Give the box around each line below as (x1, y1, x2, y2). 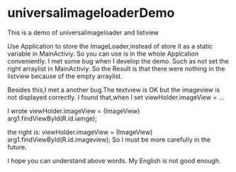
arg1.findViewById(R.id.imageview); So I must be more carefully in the (7, 135, 211, 144)
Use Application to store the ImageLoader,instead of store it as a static (7, 42, 213, 50)
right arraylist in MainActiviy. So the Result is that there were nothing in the (7, 64, 225, 73)
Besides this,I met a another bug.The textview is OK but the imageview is (7, 85, 220, 94)
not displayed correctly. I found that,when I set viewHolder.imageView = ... (7, 93, 225, 102)
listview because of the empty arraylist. (7, 72, 123, 80)
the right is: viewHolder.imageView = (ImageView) (7, 128, 153, 136)
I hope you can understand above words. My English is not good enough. (7, 156, 221, 165)
